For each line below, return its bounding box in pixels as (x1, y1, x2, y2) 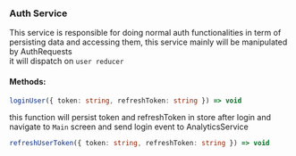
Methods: (9, 76, 47, 86)
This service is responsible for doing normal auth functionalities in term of (9, 28, 282, 38)
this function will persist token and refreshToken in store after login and (9, 112, 271, 123)
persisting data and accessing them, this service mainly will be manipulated (9, 37, 288, 47)
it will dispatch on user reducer (9, 56, 124, 67)
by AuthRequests (9, 46, 73, 57)
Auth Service (9, 7, 68, 20)
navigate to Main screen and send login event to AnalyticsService (9, 121, 249, 132)
